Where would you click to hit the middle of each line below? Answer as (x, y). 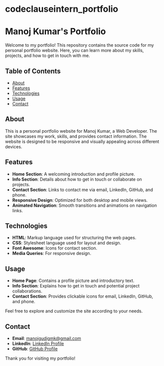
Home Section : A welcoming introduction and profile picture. (74, 174)
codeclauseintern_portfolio (62, 9)
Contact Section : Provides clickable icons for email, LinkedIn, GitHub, (82, 296)
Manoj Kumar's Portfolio (56, 32)
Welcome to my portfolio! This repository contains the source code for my (80, 45)
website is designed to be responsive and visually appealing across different (82, 141)
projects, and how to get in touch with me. (47, 56)
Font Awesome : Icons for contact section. (55, 248)
